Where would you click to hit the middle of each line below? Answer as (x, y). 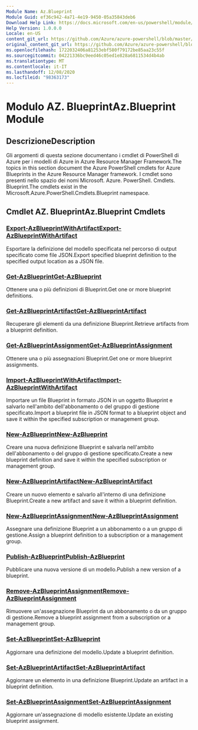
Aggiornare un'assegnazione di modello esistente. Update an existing (90, 715)
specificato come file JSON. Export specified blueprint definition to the (91, 255)
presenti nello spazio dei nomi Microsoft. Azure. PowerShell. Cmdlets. (91, 180)
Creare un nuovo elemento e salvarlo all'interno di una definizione (86, 494)
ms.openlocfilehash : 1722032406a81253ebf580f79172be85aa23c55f (85, 50)
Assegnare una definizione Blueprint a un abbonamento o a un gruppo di (94, 528)
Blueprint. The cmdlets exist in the (47, 187)
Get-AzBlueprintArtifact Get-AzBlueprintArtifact (76, 311)
